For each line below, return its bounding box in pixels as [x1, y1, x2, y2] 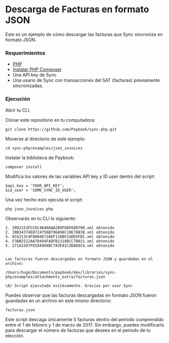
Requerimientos [5, 49, 46, 57]
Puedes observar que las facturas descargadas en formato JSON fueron [5, 292, 157, 298]
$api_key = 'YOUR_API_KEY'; [5, 183, 65, 188]
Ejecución [5, 95, 30, 102]
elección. [5, 332, 24, 338]
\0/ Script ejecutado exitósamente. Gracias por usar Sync [5, 283, 133, 288]
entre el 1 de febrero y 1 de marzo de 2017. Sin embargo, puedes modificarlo [5, 322, 164, 328]
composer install [5, 164, 42, 169]
